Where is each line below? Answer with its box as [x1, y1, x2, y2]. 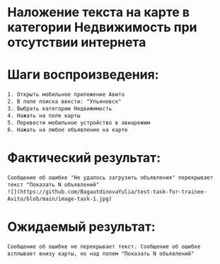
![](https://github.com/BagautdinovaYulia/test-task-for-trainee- [7, 188, 207, 195]
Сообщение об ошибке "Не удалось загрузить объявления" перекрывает [7, 174, 214, 181]
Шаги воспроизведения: [7, 67, 159, 83]
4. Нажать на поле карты [7, 113, 81, 120]
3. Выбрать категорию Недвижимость [7, 105, 112, 113]
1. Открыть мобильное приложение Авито [7, 91, 125, 98]
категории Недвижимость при [7, 19, 197, 35]
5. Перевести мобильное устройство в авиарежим [7, 120, 151, 127]
